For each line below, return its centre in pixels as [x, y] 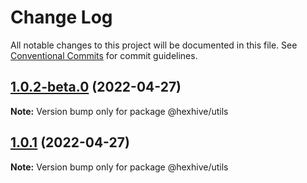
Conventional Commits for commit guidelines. [104, 55]
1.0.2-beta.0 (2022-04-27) [96, 87]
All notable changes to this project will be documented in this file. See [154, 45]
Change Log [61, 17]
